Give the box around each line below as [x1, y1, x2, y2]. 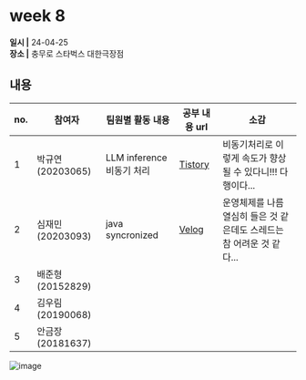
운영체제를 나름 [222, 196, 284, 209]
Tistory [178, 158, 209, 170]
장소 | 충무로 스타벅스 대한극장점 [9, 47, 125, 59]
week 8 [9, 5, 66, 26]
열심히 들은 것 [222, 210, 279, 222]
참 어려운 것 [222, 237, 270, 250]
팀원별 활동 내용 [106, 113, 170, 126]
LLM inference [105, 151, 168, 164]
